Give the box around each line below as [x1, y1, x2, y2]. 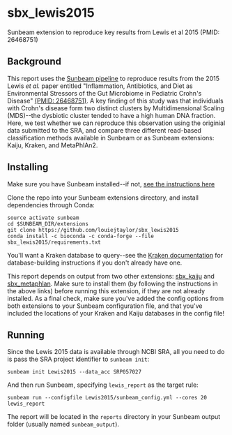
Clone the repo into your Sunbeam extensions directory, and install [7, 193, 199, 202]
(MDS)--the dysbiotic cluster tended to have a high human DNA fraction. [7, 111, 216, 119]
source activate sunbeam [7, 214, 79, 221]
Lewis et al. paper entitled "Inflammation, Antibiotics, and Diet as [7, 82, 193, 90]
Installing [7, 161, 49, 173]
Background [7, 56, 61, 68]
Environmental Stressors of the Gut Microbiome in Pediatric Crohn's [7, 89, 202, 97]
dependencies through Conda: [7, 200, 95, 209]
